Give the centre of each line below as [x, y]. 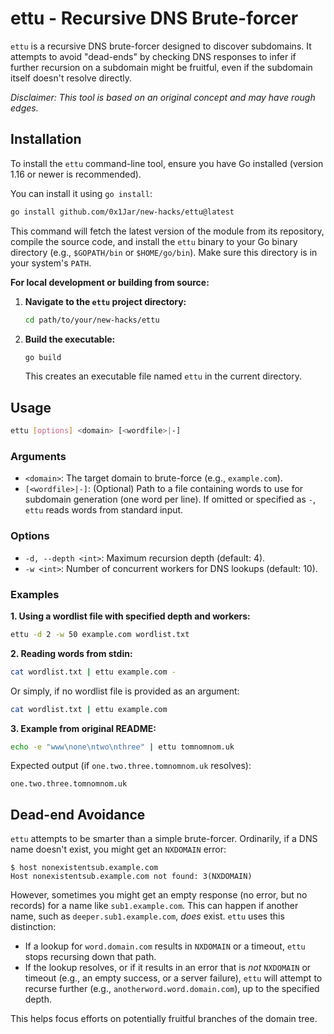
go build [43, 357]
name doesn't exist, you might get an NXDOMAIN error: [118, 849]
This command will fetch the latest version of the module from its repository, [167, 231]
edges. [24, 108]
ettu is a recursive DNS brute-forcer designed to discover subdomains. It [161, 46]
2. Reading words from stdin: [71, 653]
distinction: [33, 927]
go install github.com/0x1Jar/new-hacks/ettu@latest [122, 212]
